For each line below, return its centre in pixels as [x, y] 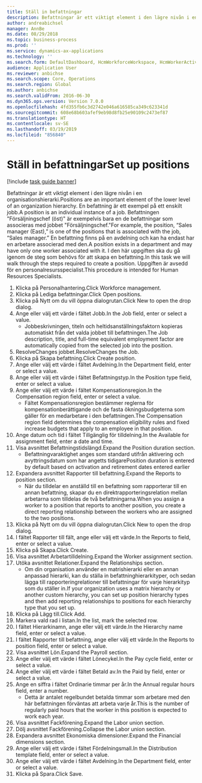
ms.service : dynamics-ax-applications [55, 51]
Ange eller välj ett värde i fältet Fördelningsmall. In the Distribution [96, 748]
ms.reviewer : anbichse [35, 73]
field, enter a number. [42, 690]
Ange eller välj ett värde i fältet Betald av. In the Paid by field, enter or [100, 671]
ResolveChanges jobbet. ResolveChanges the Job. [77, 351]
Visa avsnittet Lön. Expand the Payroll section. [72, 652]
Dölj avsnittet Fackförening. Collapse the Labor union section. [91, 729]
